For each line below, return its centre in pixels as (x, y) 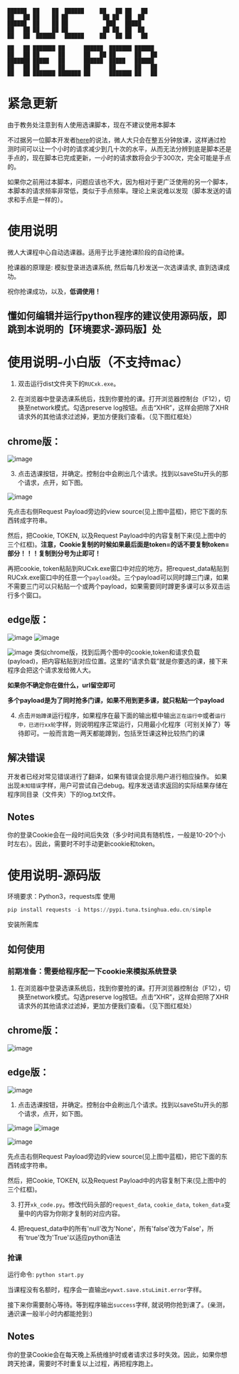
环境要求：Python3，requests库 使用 (62, 897)
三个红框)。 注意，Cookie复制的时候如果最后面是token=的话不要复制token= (118, 544)
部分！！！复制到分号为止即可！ (54, 554)
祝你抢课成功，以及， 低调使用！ (54, 291)
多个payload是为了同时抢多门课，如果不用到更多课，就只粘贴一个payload (116, 700)
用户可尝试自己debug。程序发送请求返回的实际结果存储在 (144, 785)
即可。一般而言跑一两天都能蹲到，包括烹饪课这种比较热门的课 (114, 733)
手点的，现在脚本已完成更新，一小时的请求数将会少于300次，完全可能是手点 (119, 157)
